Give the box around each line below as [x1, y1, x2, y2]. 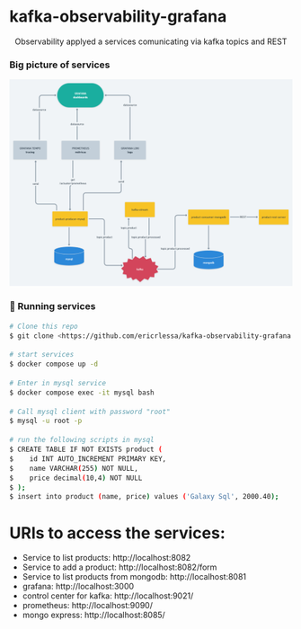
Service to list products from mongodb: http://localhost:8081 [22, 571, 247, 582]
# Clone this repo [9, 322, 78, 331]
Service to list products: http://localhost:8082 [22, 553, 191, 563]
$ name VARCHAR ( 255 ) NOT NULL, [9, 464, 139, 473]
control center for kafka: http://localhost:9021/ [22, 590, 194, 601]
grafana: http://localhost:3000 [22, 581, 135, 592]
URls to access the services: [9, 523, 226, 543]
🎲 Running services [9, 300, 96, 313]
